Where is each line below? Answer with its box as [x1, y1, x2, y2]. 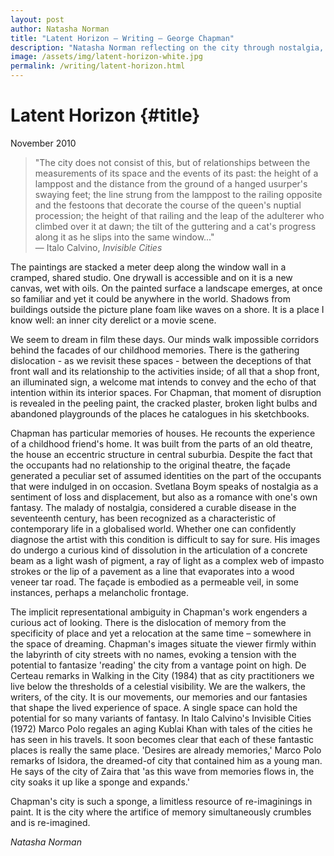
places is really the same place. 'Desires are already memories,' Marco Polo [10, 744, 322, 756]
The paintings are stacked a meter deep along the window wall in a [10, 261, 287, 273]
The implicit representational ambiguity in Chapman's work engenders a [10, 606, 308, 618]
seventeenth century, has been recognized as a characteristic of [10, 512, 277, 524]
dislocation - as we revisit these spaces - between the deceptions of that [10, 354, 312, 366]
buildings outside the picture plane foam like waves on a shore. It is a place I [10, 303, 325, 315]
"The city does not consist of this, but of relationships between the [34, 156, 311, 168]
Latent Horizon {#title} [10, 104, 201, 127]
